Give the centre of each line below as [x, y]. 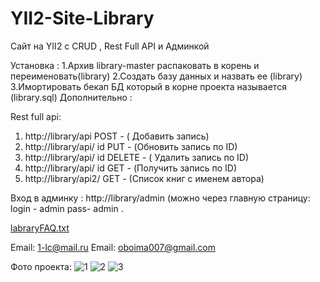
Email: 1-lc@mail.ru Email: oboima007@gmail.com [113, 247]
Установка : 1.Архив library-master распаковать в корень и [135, 65]
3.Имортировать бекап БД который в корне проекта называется [148, 86]
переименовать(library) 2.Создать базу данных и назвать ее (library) [156, 76]
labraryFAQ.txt [40, 228]
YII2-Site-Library [82, 18]
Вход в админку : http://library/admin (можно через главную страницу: [160, 198]
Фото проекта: [41, 266]
